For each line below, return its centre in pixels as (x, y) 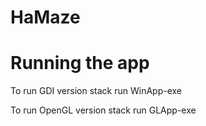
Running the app (80, 63)
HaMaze (45, 17)
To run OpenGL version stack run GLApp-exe (103, 110)
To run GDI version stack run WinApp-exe (96, 91)
